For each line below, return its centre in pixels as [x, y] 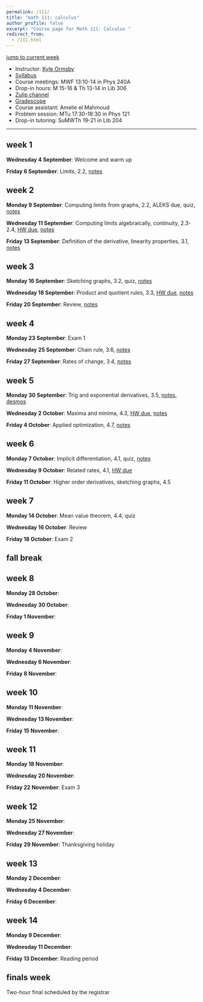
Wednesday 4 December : [39, 890]
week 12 [22, 806]
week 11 [21, 750]
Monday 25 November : [36, 821]
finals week [28, 978]
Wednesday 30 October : [38, 605]
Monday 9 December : [34, 935]
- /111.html [27, 40]
